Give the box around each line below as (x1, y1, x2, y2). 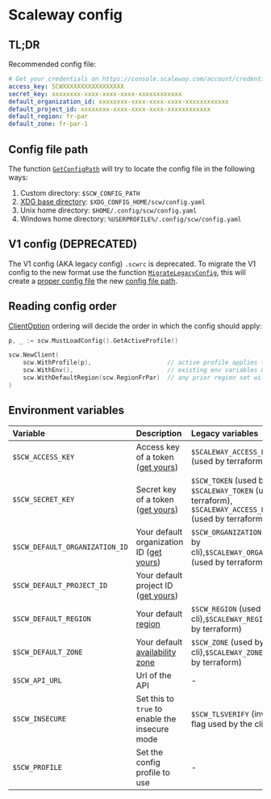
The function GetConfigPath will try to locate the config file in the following (8, 163, 256, 173)
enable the (135, 713, 177, 725)
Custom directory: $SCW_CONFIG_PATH (19, 188, 140, 197)
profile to (135, 767, 171, 778)
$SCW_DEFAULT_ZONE (12, 647, 83, 657)
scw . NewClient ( (8, 351, 60, 359)
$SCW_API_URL (12, 675, 63, 685)
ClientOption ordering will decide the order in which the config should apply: (8, 321, 262, 331)
